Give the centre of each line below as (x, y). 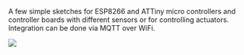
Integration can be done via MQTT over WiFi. (82, 28)
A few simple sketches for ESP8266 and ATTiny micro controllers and (122, 11)
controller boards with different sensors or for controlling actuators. (118, 20)
